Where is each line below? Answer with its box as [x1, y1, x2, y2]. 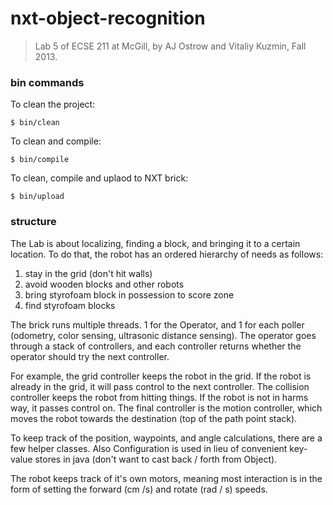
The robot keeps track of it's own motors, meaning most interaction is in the [10, 472, 323, 484]
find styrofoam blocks [24, 299, 116, 311]
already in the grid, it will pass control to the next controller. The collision [10, 380, 310, 392]
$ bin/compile [10, 155, 70, 165]
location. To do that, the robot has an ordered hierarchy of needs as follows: [10, 248, 324, 260]
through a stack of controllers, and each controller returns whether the [10, 340, 302, 352]
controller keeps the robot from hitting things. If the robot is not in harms [10, 391, 309, 403]
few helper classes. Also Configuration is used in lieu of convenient [10, 442, 288, 454]
